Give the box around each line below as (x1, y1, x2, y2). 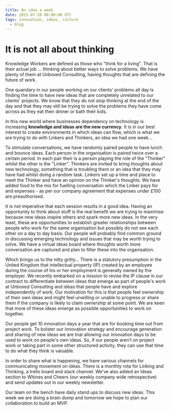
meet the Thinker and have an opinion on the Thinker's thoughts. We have (5, 177, 160, 183)
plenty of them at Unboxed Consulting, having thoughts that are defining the (5, 71, 165, 78)
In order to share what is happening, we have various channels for (5, 358, 144, 364)
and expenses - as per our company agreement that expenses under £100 (5, 188, 161, 194)
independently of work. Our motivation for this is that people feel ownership (5, 289, 164, 295)
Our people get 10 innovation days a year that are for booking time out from (5, 321, 163, 327)
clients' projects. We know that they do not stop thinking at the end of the (5, 98, 159, 104)
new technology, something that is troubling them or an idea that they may (5, 166, 161, 173)
